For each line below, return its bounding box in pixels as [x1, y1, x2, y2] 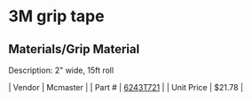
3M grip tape [8, 6, 105, 27]
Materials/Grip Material [8, 42, 140, 57]
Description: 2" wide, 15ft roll [8, 65, 114, 75]
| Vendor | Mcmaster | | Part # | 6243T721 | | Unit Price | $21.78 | [8, 82, 244, 92]
